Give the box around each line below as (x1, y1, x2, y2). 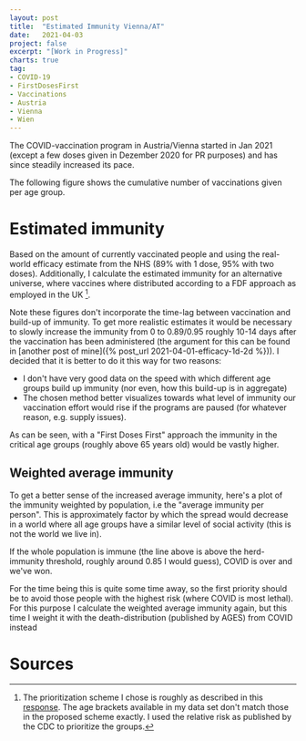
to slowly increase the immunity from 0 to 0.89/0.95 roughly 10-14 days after (9, 325, 297, 337)
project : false (9, 38, 67, 48)
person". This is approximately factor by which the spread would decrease (9, 509, 289, 520)
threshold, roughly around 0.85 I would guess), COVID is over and (46, 555, 293, 566)
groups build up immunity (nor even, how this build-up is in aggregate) (22, 382, 288, 393)
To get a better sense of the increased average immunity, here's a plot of (9, 489, 283, 500)
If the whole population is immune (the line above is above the (9, 546, 242, 557)
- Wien (9, 115, 35, 124)
